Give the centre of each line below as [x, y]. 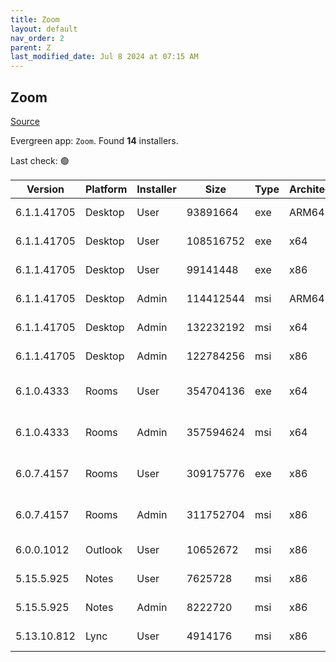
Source [25, 121]
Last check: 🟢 [40, 160]
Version [45, 189]
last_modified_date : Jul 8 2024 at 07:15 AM [104, 57]
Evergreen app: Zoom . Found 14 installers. [94, 140]
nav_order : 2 [37, 38]
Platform [106, 189]
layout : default [44, 29]
